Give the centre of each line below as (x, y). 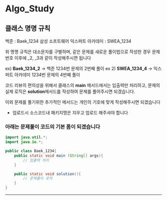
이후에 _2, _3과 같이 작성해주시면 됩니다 (52, 58)
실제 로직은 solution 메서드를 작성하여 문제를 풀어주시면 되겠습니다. (70, 92)
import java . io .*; (24, 142)
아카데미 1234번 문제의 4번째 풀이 (47, 75)
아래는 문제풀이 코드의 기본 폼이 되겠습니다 (53, 126)
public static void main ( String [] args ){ (59, 155)
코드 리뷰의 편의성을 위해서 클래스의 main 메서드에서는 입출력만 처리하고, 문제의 (83, 85)
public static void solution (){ (47, 174)
